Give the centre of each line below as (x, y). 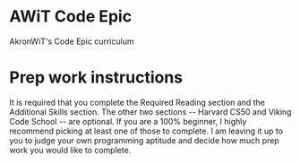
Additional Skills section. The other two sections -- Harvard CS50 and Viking (150, 112)
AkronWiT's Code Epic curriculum (72, 41)
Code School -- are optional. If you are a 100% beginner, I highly (128, 121)
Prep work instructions (96, 78)
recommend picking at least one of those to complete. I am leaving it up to (146, 131)
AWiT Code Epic (71, 17)
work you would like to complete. (70, 150)
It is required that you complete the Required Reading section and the (137, 102)
